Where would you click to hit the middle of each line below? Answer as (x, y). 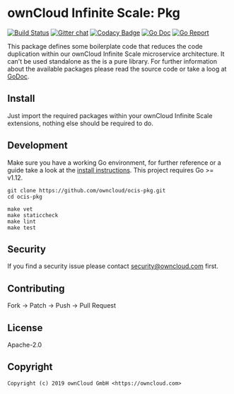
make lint (22, 221)
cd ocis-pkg (25, 197)
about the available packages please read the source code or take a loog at (117, 69)
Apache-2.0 (25, 345)
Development (38, 145)
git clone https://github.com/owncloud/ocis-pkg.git (87, 190)
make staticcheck (33, 215)
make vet (20, 209)
